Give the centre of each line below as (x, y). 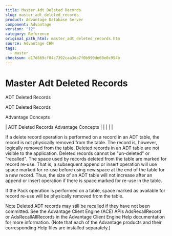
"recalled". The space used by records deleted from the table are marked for (86, 159)
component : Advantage (28, 24)
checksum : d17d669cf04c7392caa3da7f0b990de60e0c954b (63, 58)
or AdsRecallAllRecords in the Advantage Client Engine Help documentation (85, 217)
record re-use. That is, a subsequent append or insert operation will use (81, 164)
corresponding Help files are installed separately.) (58, 228)
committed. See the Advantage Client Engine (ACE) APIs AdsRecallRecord (83, 211)
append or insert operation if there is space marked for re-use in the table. (84, 181)
